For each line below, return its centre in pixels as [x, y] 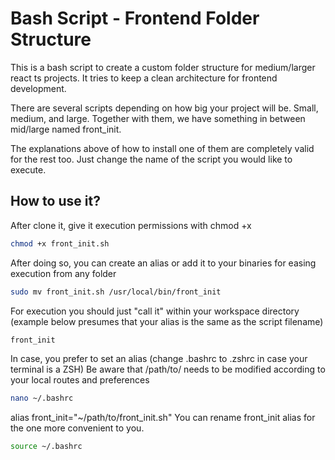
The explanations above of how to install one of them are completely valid [162, 148]
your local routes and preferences [80, 380]
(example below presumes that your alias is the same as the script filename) [167, 321]
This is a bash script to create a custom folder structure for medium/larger [163, 67]
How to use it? [55, 201]
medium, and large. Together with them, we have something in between [158, 118]
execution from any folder [63, 273]
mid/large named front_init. [66, 129]
